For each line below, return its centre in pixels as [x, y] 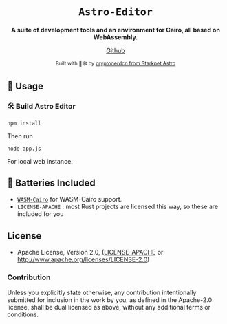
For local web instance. [40, 161]
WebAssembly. [116, 37]
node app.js [24, 149]
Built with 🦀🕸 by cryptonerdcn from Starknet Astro [116, 63]
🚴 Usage [25, 86]
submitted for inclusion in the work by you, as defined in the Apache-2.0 [109, 300]
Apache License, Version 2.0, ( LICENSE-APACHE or [90, 252]
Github [116, 50]
